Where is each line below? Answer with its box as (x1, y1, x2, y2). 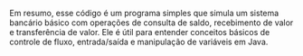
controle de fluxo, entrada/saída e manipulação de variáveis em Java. (9, 36, 269, 47)
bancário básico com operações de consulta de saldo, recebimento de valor (9, 17, 294, 28)
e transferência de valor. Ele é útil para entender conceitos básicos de (9, 27, 270, 37)
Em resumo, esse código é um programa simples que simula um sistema (9, 8, 279, 18)
